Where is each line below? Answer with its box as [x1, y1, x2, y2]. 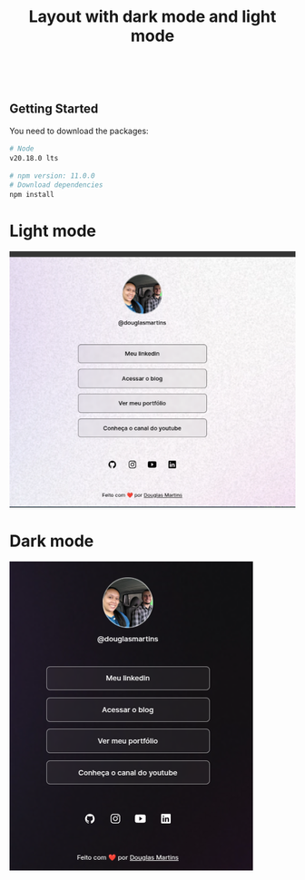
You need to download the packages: [9, 125, 149, 136]
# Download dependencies [9, 181, 103, 190]
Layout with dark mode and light [28, 6, 277, 27]
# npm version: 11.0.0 [9, 171, 95, 181]
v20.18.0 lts [9, 153, 59, 162]
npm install [9, 191, 54, 200]
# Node [9, 143, 34, 153]
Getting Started [9, 102, 99, 117]
